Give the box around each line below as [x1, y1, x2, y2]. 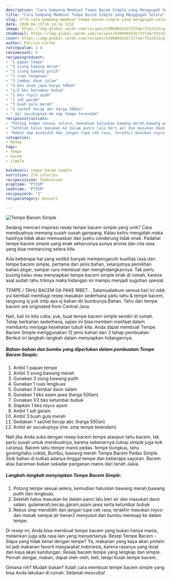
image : [6, 26, 20, 31]
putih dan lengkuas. [13, 491, 55, 497]
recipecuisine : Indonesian [6, 177, 63, 182]
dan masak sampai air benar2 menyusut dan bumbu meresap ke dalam [13, 512, 162, 518]
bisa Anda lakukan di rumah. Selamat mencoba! [6, 569, 106, 575]
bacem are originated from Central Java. [6, 303, 91, 309]
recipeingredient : [6, 54, 45, 60]
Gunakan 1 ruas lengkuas [13, 380, 66, 386]
